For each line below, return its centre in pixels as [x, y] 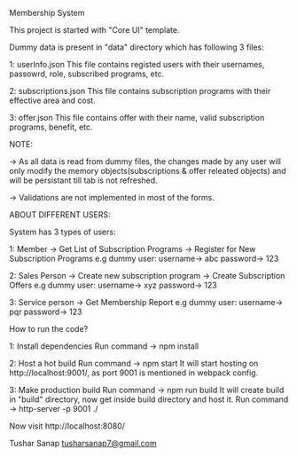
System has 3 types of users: [63, 232]
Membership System [47, 13]
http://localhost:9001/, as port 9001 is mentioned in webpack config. [134, 373]
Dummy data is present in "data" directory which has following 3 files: [137, 47]
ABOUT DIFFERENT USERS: [60, 215]
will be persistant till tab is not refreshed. [83, 180]
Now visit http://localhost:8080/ [67, 426]
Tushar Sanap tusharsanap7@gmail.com [83, 443]
